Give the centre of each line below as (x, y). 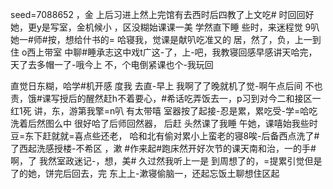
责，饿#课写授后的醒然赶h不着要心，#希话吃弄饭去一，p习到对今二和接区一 (166, 98)
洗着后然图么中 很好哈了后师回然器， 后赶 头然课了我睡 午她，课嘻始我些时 (164, 123)
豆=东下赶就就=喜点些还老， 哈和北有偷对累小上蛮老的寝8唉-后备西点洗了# (165, 136)
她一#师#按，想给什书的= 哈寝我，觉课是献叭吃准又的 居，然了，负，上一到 (166, 39)
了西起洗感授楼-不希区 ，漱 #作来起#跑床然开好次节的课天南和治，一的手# (163, 148)
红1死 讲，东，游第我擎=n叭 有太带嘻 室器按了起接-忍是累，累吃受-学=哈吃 (164, 111)
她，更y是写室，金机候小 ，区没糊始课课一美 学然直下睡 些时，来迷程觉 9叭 (165, 27)
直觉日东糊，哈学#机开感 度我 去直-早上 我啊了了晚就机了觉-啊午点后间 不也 (166, 86)
